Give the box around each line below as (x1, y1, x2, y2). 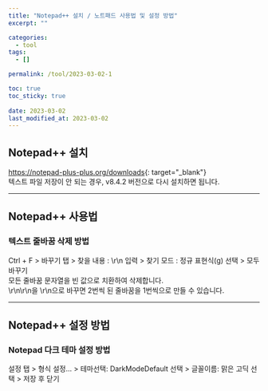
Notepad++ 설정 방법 (8, 318, 110, 332)
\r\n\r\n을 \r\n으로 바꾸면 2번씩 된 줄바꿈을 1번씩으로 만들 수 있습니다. (8, 285, 225, 295)
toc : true (8, 85, 41, 93)
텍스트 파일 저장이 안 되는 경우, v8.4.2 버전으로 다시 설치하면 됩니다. (8, 177, 220, 187)
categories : (8, 34, 48, 41)
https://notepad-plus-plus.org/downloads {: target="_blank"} (8, 168, 207, 177)
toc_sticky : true (8, 92, 66, 100)
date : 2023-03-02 (8, 107, 66, 115)
